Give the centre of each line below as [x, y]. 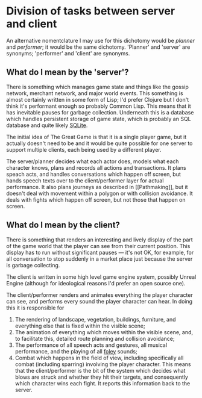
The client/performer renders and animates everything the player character [99, 295]
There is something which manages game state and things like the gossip [97, 87]
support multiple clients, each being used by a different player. [84, 149]
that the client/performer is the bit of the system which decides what [100, 370]
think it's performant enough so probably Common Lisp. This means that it [99, 106]
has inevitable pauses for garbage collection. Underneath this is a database [100, 112]
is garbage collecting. [33, 265]
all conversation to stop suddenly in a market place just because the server [99, 259]
